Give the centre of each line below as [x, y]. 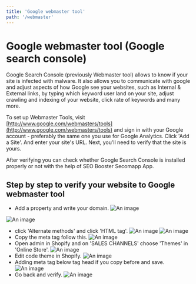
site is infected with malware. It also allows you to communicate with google [98, 81]
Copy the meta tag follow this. [51, 237]
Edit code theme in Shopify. [48, 256]
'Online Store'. [32, 250]
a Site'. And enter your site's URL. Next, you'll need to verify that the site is [96, 142]
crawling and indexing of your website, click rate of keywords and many [93, 100]
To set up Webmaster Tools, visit [46, 118]
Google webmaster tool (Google [85, 46]
